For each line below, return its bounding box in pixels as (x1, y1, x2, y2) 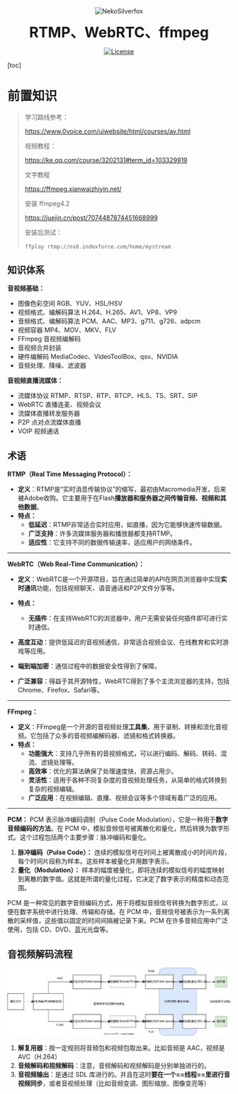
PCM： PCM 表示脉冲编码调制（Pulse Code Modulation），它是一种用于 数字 (7, 815, 229, 824)
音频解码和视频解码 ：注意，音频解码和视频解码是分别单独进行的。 (17, 1061, 210, 1070)
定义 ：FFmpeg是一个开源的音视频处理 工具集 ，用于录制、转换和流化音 (17, 723, 222, 731)
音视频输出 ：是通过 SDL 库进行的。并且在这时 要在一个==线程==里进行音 (17, 1071, 230, 1079)
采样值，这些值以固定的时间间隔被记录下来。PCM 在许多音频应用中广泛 (19, 917, 228, 925)
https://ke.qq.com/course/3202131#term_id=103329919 (24, 155, 188, 164)
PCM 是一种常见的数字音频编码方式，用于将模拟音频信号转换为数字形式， (7, 899, 222, 907)
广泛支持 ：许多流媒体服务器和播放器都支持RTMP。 (28, 529, 177, 538)
